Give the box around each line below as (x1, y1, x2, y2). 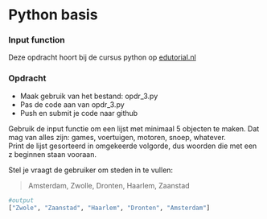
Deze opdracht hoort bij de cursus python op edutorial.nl (8, 52, 197, 62)
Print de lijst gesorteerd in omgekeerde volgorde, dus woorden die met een (8, 141, 257, 151)
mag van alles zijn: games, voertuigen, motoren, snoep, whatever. (8, 132, 227, 142)
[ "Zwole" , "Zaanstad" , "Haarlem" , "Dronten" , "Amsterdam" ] (8, 204, 211, 212)
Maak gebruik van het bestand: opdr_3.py (19, 91, 158, 101)
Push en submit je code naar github (19, 108, 138, 118)
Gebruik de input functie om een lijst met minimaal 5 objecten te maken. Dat (8, 123, 260, 134)
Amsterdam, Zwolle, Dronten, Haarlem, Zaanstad (27, 180, 191, 190)
